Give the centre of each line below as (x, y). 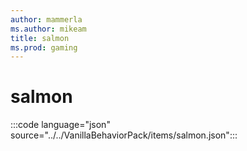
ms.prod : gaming (44, 47)
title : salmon (40, 38)
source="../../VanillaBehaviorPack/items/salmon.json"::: (124, 135)
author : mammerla (46, 19)
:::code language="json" (60, 125)
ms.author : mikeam (48, 29)
